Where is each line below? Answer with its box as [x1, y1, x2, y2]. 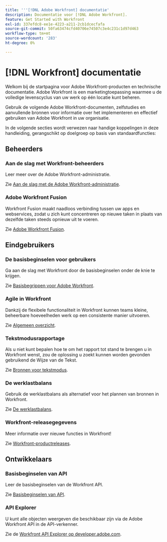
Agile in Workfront [5, 295, 51, 302]
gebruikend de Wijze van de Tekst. [5, 357, 77, 363]
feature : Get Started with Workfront [5, 17, 85, 22]
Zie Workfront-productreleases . [5, 440, 71, 446]
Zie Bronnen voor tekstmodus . [5, 367, 68, 373]
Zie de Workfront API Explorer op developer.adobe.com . [5, 531, 122, 537]
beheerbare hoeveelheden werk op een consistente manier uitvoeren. [5, 312, 150, 318]
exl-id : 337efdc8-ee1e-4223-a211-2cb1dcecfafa [5, 21, 105, 27]
